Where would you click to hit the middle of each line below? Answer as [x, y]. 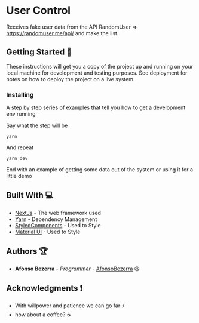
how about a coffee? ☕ [43, 315]
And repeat [20, 147]
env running [21, 114]
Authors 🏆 [27, 251]
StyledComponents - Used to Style [58, 225]
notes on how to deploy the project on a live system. [71, 79]
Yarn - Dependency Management [56, 219]
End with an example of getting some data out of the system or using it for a [99, 170]
